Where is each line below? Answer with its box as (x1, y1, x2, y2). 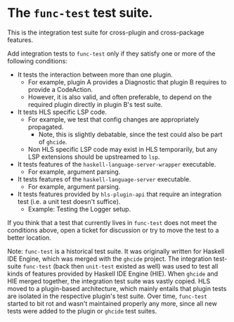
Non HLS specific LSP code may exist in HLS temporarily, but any (27, 145, 218, 153)
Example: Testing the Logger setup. (27, 205, 131, 213)
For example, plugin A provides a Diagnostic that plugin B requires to (27, 77, 227, 86)
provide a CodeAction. (27, 85, 93, 94)
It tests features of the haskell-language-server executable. (17, 174, 191, 183)
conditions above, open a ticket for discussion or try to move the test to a (7, 226, 219, 234)
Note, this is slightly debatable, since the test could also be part (38, 130, 223, 139)
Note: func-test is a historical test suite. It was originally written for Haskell (7, 247, 225, 255)
